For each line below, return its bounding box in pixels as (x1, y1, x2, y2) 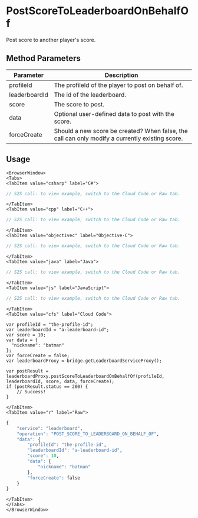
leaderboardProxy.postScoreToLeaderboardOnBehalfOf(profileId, (6, 373, 165, 379)
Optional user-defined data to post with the (54, 109, 175, 118)
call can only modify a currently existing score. (54, 134, 183, 143)
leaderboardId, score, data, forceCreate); (6, 378, 115, 384)
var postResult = (6, 368, 49, 374)
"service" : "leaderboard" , (16, 425, 83, 431)
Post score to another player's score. (6, 36, 96, 43)
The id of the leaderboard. (54, 90, 127, 99)
